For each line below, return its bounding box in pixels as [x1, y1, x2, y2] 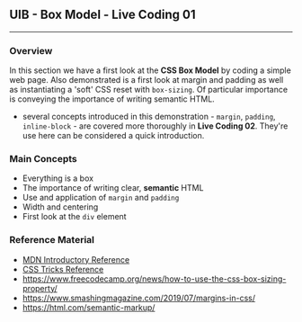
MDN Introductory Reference [22, 254, 130, 264]
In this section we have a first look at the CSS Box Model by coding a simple [9, 65, 292, 76]
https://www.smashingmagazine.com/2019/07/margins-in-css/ [22, 292, 256, 303]
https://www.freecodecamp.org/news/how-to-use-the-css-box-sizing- [22, 273, 287, 284]
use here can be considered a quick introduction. [22, 130, 205, 141]
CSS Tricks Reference [22, 264, 104, 274]
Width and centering [22, 201, 99, 212]
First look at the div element [22, 211, 128, 222]
